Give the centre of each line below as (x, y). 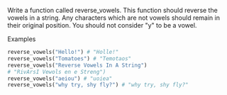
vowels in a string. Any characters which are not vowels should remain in (113, 18)
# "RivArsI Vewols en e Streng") (57, 72)
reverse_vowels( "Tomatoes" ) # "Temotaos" (70, 58)
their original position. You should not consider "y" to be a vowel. (102, 25)
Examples (22, 39)
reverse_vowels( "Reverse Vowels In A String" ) (77, 65)
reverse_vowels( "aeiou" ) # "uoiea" (60, 78)
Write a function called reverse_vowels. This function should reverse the (112, 10)
